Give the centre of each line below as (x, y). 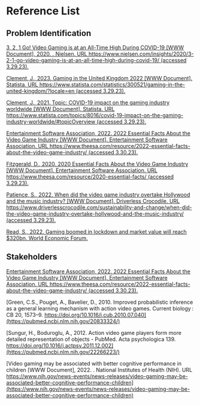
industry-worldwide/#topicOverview (51, 122)
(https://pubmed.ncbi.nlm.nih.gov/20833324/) (63, 321)
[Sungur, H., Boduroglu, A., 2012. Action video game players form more (94, 333)
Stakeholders (32, 257)
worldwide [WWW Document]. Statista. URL (60, 109)
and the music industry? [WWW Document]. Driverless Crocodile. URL (93, 201)
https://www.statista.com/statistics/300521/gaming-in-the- (112, 84)
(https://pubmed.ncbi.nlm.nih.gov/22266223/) (63, 352)
